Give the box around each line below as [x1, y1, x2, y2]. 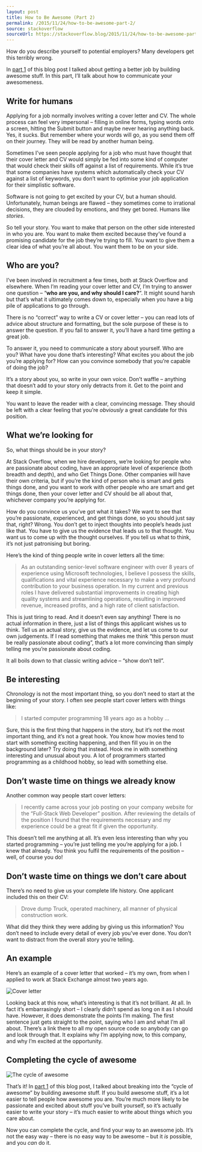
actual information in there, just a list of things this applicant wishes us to [6, 620, 187, 627]
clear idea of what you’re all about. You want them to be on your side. [6, 243, 179, 250]
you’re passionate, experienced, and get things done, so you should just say [6, 514, 195, 522]
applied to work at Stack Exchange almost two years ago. [6, 976, 148, 983]
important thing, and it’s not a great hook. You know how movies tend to [6, 733, 185, 740]
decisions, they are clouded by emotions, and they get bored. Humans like [6, 205, 191, 213]
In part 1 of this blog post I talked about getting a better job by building [6, 66, 180, 73]
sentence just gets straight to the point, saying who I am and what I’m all [6, 1018, 185, 1026]
